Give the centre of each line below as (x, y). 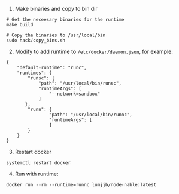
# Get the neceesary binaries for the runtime (65, 20)
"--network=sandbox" (75, 94)
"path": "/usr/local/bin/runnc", (91, 115)
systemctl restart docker (38, 163)
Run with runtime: (37, 174)
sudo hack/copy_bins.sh (36, 41)
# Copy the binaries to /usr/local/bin (56, 35)
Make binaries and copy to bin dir (56, 9)
